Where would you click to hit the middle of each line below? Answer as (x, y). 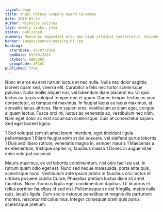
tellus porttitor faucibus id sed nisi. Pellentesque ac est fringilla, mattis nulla (81, 189)
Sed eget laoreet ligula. (28, 124)
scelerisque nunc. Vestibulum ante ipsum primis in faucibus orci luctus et (78, 173)
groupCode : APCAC (27, 64)
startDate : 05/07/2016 (32, 50)
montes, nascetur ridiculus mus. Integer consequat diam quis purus (73, 199)
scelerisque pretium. (25, 204)
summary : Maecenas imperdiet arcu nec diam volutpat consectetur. (73, 37)
